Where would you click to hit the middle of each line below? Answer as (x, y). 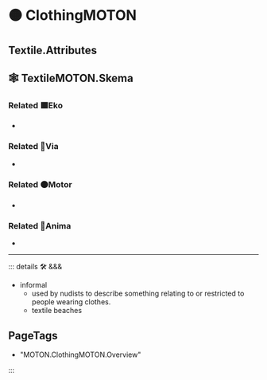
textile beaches (56, 311)
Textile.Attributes (53, 50)
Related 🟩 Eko (36, 105)
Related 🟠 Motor (41, 185)
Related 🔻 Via (33, 147)
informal (33, 285)
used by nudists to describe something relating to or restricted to (138, 294)
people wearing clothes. (71, 302)
